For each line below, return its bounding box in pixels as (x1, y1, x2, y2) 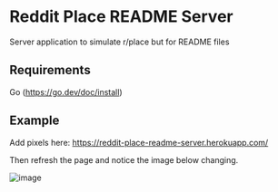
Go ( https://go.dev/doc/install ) (9, 86, 123, 97)
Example (9, 113, 60, 129)
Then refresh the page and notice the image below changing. (9, 154, 239, 165)
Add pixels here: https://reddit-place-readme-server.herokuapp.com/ (9, 137, 269, 148)
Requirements (9, 62, 91, 78)
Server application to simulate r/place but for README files (9, 36, 230, 47)
